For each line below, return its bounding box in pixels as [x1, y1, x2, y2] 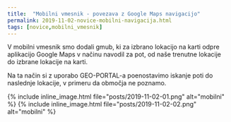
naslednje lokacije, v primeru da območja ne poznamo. [7, 79, 167, 87]
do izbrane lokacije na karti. [7, 58, 88, 66]
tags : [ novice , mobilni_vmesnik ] [7, 23, 102, 30]
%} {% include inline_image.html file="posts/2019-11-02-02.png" [7, 100, 197, 109]
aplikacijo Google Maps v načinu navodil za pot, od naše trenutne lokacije [7, 50, 221, 59]
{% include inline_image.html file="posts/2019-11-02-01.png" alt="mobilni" [7, 92, 225, 101]
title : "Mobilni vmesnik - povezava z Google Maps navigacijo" [7, 10, 201, 18]
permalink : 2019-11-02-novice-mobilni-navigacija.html [7, 17, 172, 24]
